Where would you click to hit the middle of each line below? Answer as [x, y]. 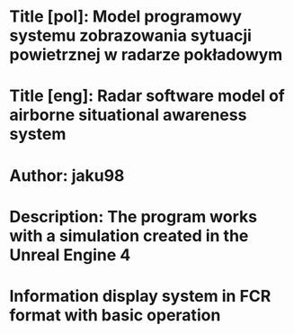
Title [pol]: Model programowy [126, 17]
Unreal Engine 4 [70, 255]
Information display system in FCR [140, 296]
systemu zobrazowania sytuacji [130, 36]
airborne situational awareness [128, 115]
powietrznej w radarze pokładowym [146, 55]
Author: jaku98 [67, 175]
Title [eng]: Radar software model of [147, 96]
